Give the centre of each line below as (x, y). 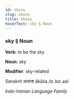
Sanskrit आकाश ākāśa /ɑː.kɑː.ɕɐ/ (37, 81)
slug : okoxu (17, 14)
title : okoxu (19, 19)
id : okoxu (15, 10)
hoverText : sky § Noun (29, 24)
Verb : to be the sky (25, 52)
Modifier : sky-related (27, 71)
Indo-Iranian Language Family (36, 91)
